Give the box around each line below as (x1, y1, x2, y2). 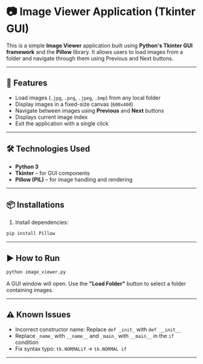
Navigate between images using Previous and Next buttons (14, 107, 164, 114)
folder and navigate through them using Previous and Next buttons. (6, 55, 174, 62)
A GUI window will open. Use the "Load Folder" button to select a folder (6, 280, 186, 287)
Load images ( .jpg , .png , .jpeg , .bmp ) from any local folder (14, 94, 161, 101)
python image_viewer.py (6, 269, 66, 276)
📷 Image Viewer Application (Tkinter (6, 5, 196, 19)
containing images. (6, 286, 54, 294)
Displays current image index (14, 113, 88, 121)
